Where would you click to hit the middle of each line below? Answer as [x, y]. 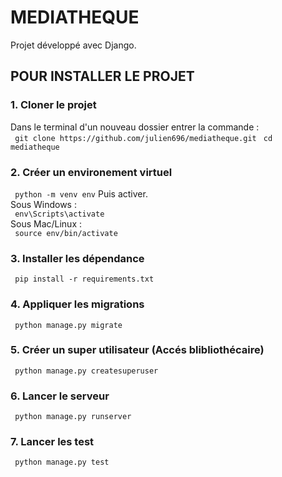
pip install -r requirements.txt [84, 279]
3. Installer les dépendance [77, 258]
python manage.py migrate [68, 325]
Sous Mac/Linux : [46, 223]
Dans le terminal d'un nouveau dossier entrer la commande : [135, 127]
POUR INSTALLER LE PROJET [102, 76]
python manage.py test [62, 462]
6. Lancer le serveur [60, 396]
